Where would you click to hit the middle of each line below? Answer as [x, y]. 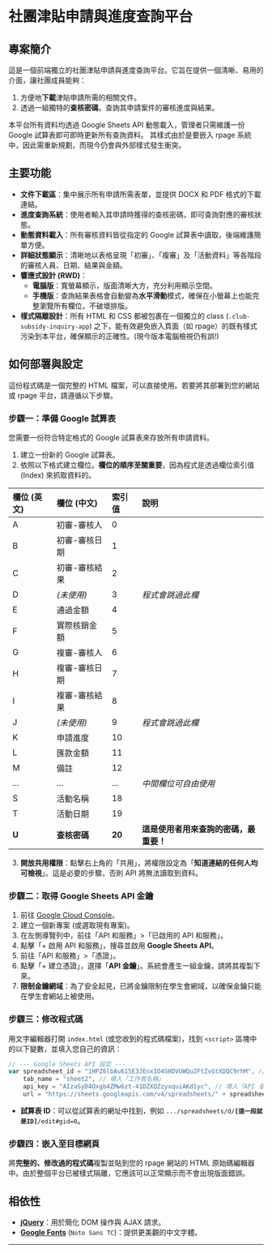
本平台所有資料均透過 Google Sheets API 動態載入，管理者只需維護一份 [127, 125]
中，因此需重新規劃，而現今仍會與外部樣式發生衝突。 [97, 145]
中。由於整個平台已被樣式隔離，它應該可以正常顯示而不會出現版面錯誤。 [129, 1174]
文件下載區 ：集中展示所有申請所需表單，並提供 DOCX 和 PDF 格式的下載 [140, 194]
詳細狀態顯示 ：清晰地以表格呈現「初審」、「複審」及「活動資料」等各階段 [140, 255]
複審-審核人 [79, 652]
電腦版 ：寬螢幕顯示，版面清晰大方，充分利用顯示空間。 [124, 285]
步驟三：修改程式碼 [46, 1019]
